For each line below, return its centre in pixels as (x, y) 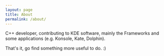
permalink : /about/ (26, 19)
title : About (19, 14)
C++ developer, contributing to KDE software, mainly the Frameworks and (82, 33)
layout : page (19, 10)
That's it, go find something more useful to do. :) (56, 48)
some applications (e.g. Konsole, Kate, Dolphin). (55, 38)
